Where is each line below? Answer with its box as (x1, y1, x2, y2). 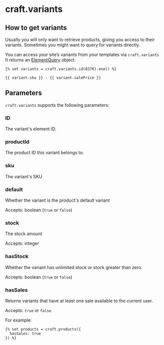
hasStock (5, 253, 29, 260)
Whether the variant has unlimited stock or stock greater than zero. (5, 264, 143, 270)
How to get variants (5, 23, 67, 32)
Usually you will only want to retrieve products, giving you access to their (5, 36, 155, 42)
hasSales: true (9, 331, 41, 336)
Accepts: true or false (5, 307, 52, 313)
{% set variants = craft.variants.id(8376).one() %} (5, 66, 117, 71)
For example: (5, 317, 32, 323)
